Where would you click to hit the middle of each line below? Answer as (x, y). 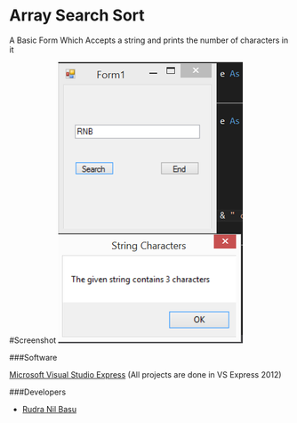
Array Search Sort (77, 16)
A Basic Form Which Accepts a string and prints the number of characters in (149, 40)
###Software (33, 357)
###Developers (38, 392)
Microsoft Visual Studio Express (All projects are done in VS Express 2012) (145, 374)
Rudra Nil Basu (49, 409)
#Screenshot (33, 340)
